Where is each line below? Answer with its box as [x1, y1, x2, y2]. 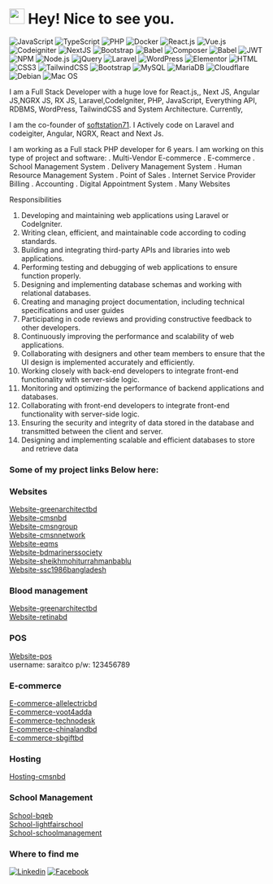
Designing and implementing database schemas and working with [20, 279, 242, 289]
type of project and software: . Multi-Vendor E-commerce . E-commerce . [9, 153, 255, 163]
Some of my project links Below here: [9, 464, 159, 475]
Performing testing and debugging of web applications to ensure [20, 262, 238, 272]
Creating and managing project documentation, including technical [20, 297, 245, 307]
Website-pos [9, 651, 52, 660]
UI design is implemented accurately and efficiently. [20, 357, 195, 367]
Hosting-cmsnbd [9, 772, 66, 782]
